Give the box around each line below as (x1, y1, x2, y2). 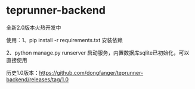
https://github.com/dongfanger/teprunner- (39, 69, 144, 76)
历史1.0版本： (6, 69, 40, 76)
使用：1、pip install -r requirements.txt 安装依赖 (6, 36, 123, 43)
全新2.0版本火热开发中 (6, 24, 61, 31)
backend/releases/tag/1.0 (6, 75, 69, 83)
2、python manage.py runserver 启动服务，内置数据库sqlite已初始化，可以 (6, 49, 190, 56)
